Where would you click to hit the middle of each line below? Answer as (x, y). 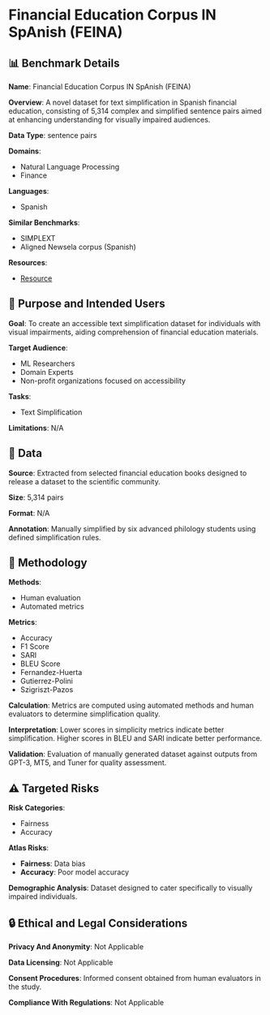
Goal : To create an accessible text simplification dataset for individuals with (135, 323)
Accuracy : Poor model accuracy (75, 872)
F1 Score (35, 647)
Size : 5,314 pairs (36, 497)
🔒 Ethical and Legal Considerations (98, 923)
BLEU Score (40, 664)
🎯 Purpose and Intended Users (87, 304)
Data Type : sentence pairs (53, 135)
